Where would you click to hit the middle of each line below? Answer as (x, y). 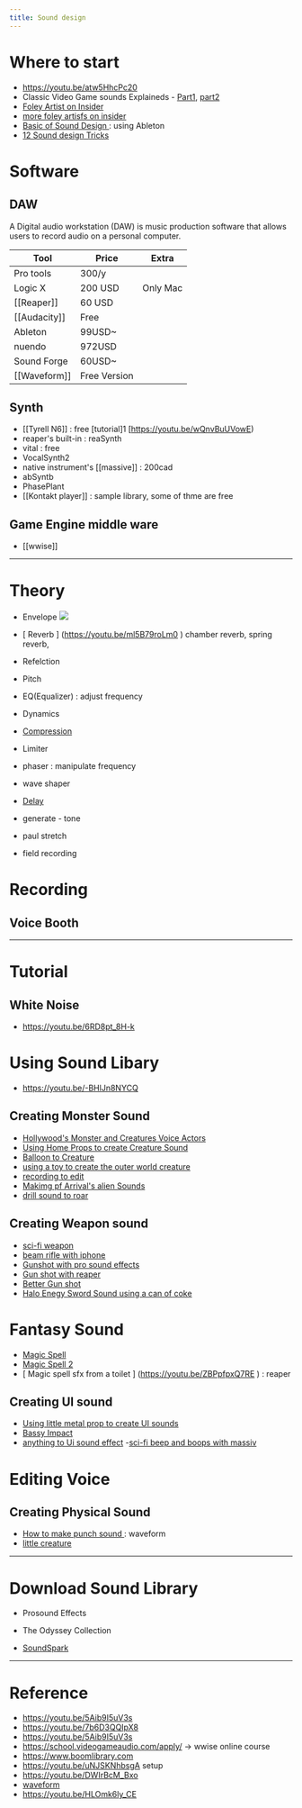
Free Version (107, 375)
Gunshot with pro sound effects (81, 1264)
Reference (49, 1693)
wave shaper (46, 783)
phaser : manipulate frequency (79, 766)
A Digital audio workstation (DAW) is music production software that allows (148, 226)
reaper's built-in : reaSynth (72, 438)
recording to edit (53, 1176)
